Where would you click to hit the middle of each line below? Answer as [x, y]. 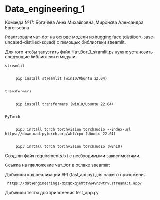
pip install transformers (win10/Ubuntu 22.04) [65, 104]
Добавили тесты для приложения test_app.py [52, 192]
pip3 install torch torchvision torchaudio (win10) [69, 146]
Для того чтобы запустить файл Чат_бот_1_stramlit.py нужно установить [79, 52]
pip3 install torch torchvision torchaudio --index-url [73, 129]
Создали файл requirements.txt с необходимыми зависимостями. [73, 155]
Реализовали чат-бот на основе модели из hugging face [63, 37]
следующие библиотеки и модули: [41, 56]
